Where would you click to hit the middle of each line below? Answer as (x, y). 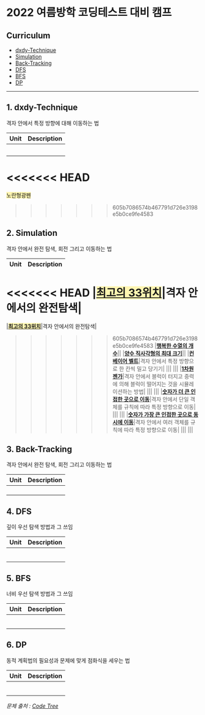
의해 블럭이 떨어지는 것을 (148, 384)
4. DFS (19, 511)
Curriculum (28, 35)
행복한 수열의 (172, 345)
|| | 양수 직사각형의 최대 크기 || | (153, 353)
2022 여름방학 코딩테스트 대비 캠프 (89, 13)
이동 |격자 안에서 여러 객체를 (156, 422)
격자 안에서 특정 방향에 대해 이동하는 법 (53, 123)
